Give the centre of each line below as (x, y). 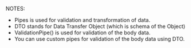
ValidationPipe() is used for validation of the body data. (82, 33)
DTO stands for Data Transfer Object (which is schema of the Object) (100, 26)
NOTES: (15, 9)
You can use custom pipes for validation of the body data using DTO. (99, 39)
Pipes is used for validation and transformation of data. (82, 20)
